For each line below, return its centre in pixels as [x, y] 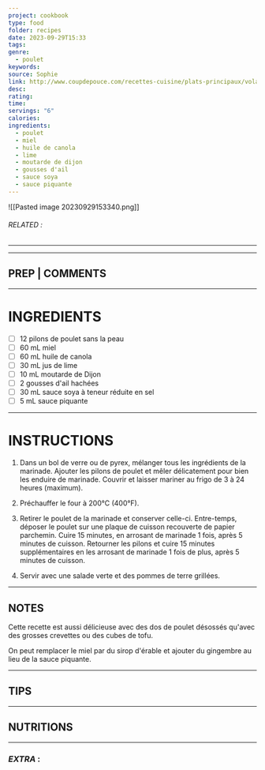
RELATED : [26, 225]
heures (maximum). [51, 488]
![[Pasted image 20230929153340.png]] [74, 207]
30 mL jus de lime [49, 365]
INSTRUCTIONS [61, 441]
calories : [24, 118]
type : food [26, 23]
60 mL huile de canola [56, 356]
